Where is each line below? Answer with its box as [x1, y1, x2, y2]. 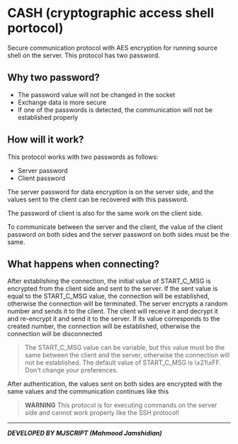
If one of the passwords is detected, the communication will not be [17, 105, 212, 114]
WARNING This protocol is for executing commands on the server [24, 401, 217, 409]
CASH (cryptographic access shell [7, 5, 215, 21]
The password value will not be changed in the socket [17, 90, 176, 99]
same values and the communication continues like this [7, 387, 169, 396]
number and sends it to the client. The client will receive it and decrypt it [7, 307, 218, 316]
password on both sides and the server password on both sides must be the [7, 230, 230, 238]
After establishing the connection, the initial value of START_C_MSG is [7, 277, 211, 285]
